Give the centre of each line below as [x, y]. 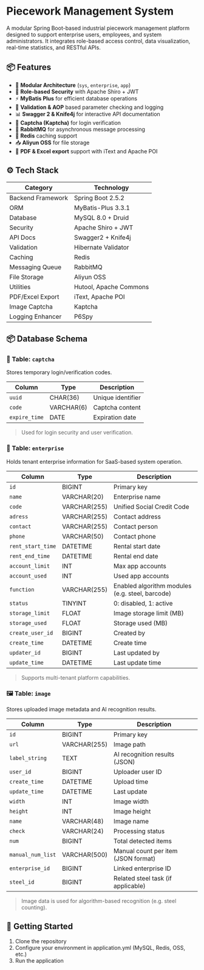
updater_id [25, 653]
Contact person [135, 526]
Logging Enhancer [36, 316]
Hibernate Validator [101, 247]
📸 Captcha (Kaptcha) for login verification [68, 122]
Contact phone [134, 536]
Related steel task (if [142, 878]
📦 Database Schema [47, 339]
